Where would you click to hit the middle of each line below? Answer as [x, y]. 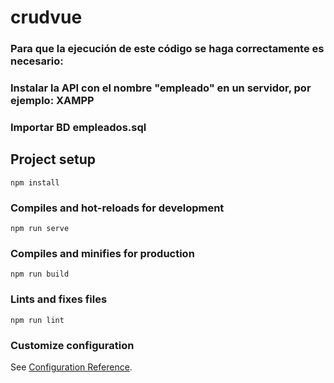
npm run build [40, 274]
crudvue [46, 17]
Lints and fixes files [59, 299]
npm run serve [40, 229]
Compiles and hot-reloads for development [117, 208]
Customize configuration [72, 345]
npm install [35, 182]
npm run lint [37, 320]
